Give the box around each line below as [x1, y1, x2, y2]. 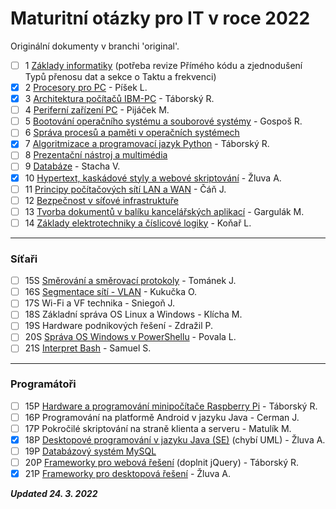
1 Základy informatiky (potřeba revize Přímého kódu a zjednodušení [24, 59, 303, 71]
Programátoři [10, 377, 77, 391]
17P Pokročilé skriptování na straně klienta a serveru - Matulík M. [24, 422, 292, 434]
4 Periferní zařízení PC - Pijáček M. [24, 104, 170, 116]
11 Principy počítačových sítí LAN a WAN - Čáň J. [24, 183, 227, 195]
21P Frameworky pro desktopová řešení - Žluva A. [24, 468, 232, 480]
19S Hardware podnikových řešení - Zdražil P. [24, 320, 213, 332]
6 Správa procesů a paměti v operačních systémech [24, 127, 240, 139]
